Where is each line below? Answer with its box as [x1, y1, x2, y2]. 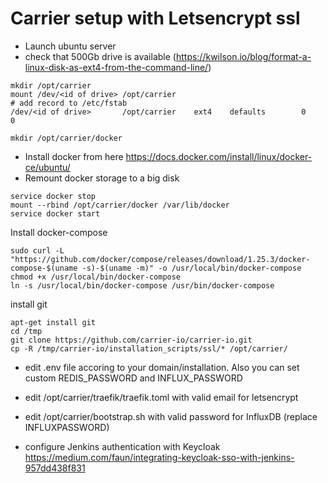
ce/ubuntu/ [24, 161, 71, 173]
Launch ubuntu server [24, 40, 117, 52]
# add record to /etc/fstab [10, 98, 128, 108]
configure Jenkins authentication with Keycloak [24, 440, 221, 452]
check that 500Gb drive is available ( [24, 50, 177, 62]
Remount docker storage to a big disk [24, 172, 180, 184]
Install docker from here [24, 150, 124, 162]
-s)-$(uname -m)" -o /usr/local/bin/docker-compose [81, 263, 302, 273]
